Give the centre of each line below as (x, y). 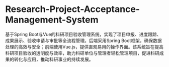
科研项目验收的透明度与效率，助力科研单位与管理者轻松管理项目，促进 (78, 53)
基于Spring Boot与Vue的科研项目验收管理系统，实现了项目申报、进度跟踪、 (83, 34)
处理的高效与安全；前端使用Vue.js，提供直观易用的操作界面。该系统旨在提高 (84, 46)
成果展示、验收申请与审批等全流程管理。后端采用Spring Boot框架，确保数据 (83, 40)
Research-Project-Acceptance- (72, 9)
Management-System (52, 20)
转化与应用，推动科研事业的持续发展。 (54, 59)
